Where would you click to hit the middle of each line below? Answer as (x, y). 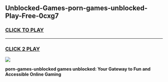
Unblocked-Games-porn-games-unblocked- (76, 8)
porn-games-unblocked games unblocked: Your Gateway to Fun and (78, 69)
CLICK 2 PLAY (22, 49)
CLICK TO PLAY (24, 30)
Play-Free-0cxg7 (32, 16)
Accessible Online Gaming (33, 74)
